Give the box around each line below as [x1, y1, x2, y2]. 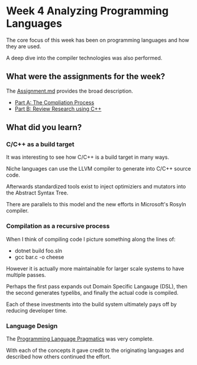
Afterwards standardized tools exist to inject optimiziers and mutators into [6, 183, 186, 190]
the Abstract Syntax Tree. [6, 189, 69, 197]
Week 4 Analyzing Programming [6, 4, 169, 18]
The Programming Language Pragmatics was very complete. [6, 335, 154, 342]
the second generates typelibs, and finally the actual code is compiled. [6, 289, 179, 296]
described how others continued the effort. [6, 353, 111, 360]
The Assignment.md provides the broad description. [6, 87, 133, 95]
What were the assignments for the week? [6, 71, 166, 81]
